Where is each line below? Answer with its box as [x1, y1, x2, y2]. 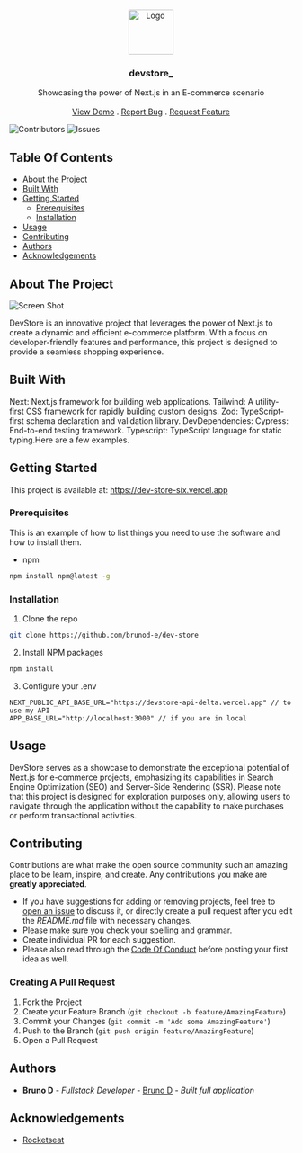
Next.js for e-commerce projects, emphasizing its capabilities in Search [9, 772, 274, 782]
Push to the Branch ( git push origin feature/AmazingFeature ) [22, 1025, 254, 1036]
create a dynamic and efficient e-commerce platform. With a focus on [9, 326, 268, 337]
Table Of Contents [9, 149, 114, 165]
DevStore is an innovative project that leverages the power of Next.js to [9, 317, 273, 328]
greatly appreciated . [9, 879, 87, 889]
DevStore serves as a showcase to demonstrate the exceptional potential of [9, 762, 289, 773]
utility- [255, 396, 280, 407]
